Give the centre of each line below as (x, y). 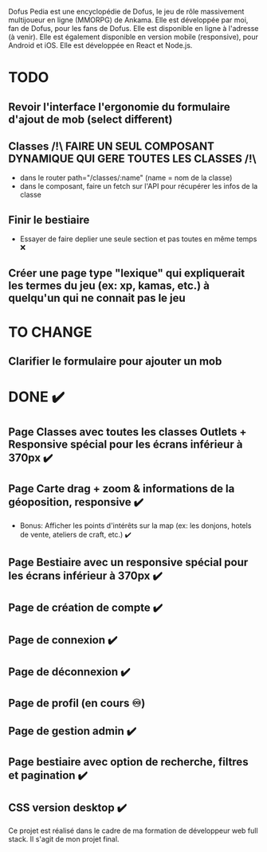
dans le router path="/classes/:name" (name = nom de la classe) (126, 178)
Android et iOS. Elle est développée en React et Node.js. (100, 45)
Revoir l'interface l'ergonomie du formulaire (119, 107)
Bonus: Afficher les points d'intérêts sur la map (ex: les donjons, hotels (135, 526)
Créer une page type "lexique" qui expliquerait (127, 273)
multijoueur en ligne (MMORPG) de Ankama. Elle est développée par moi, (128, 20)
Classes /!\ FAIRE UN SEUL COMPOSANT (112, 146)
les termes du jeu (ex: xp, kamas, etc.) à (109, 285)
